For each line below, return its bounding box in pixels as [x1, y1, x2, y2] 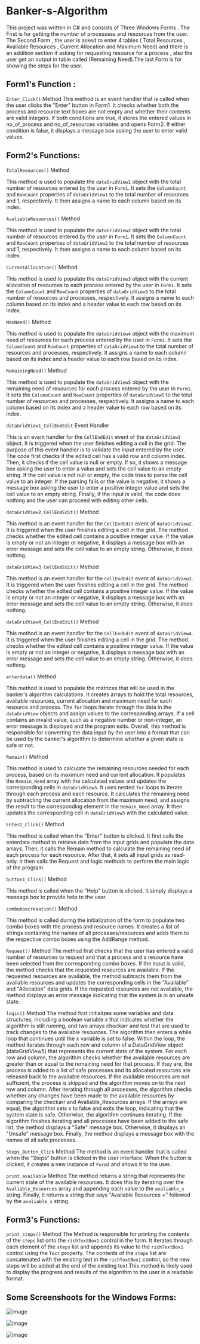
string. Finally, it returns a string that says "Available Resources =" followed [6, 1191, 191, 1198]
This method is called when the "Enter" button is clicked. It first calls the [6, 832, 184, 839]
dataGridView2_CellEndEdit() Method [6, 508, 99, 515]
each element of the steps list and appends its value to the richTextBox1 [6, 1243, 184, 1250]
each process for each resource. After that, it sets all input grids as [6, 851, 171, 858]
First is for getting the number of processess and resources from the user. [6, 30, 189, 37]
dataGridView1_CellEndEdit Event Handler [6, 422, 109, 429]
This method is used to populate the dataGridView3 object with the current [6, 275, 189, 282]
